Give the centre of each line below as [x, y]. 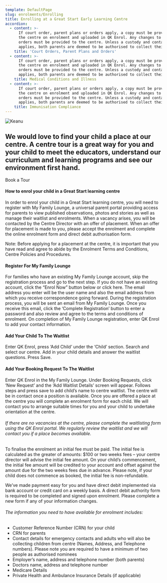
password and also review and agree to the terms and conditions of [74, 314]
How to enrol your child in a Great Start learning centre [63, 191]
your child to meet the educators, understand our [83, 152]
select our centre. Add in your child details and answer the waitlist [73, 352]
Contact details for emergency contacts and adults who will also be [81, 539]
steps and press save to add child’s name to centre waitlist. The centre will [81, 390]
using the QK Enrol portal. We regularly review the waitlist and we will [76, 428]
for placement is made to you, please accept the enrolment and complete [80, 229]
